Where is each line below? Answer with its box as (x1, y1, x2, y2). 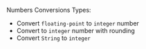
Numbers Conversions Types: (6, 6, 91, 14)
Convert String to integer (16, 34, 91, 42)
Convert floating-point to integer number (16, 19, 140, 27)
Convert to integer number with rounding (16, 27, 136, 35)
